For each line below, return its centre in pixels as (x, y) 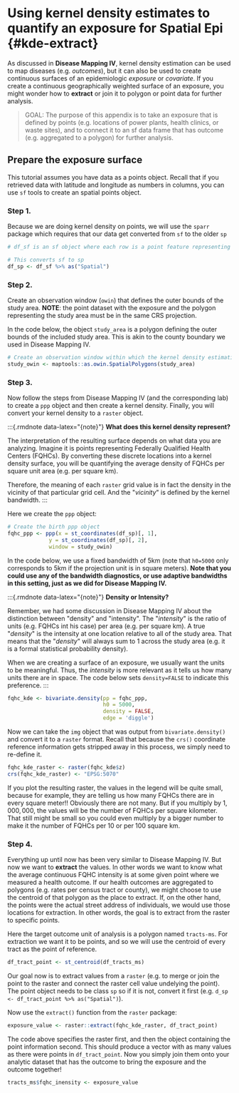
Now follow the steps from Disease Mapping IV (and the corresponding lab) (118, 398)
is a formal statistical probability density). (68, 648)
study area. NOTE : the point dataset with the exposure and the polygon (112, 307)
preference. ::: (28, 685)
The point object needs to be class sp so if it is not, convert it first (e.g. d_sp (118, 991)
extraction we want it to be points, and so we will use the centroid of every (117, 942)
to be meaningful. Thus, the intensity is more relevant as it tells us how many (119, 670)
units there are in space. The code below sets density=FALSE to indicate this (118, 677)
